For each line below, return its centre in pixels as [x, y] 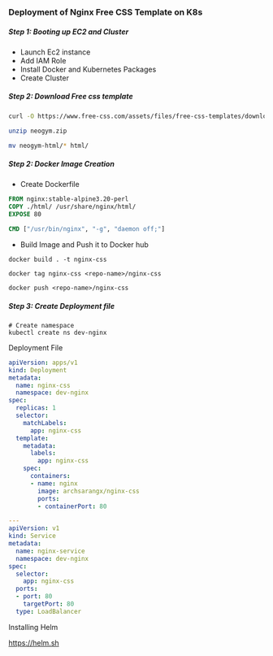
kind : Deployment [38, 370]
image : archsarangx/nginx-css [89, 491]
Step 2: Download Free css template [71, 97]
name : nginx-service [50, 551]
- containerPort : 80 [72, 506]
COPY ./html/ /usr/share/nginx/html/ [72, 207]
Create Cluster [44, 78]
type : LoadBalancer [49, 611]
